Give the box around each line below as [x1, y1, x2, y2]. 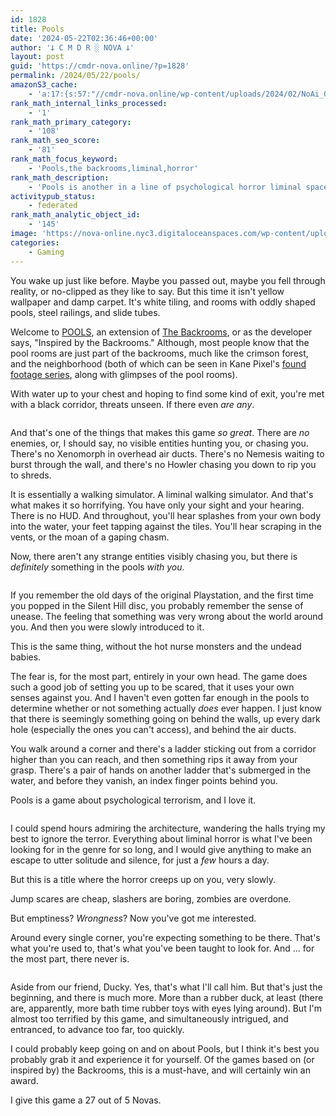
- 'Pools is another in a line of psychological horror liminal [28, 182, 302, 192]
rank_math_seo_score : [10, 136, 101, 146]
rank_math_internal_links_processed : [10, 98, 168, 108]
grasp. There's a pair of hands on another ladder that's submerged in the [10, 764, 311, 776]
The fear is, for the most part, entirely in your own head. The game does [10, 670, 308, 682]
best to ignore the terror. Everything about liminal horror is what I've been [10, 832, 313, 845]
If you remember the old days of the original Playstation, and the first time [10, 589, 314, 601]
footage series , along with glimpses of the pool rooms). [10, 368, 238, 380]
